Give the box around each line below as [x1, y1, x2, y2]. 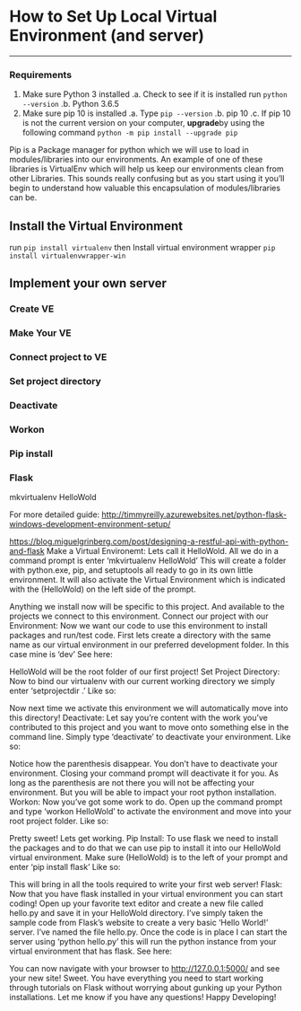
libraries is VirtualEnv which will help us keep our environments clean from [9, 163, 284, 174]
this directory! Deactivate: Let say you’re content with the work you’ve [9, 712, 269, 724]
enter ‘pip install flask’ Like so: [9, 862, 121, 873]
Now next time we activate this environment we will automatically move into [9, 703, 288, 714]
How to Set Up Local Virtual [9, 6, 218, 27]
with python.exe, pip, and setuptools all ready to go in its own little [9, 565, 254, 576]
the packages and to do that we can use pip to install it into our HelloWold [9, 842, 281, 854]
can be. [9, 192, 38, 203]
